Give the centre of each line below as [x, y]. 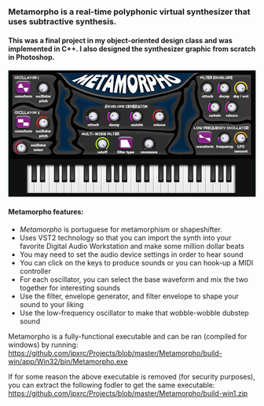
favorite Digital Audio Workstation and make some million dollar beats [132, 246]
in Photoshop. [31, 57]
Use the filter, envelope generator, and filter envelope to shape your [129, 296]
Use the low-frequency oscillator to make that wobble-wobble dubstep [134, 313]
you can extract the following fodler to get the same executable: [112, 385]
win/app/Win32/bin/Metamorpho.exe [68, 361]
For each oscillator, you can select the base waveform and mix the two [134, 279]
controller [35, 271]
